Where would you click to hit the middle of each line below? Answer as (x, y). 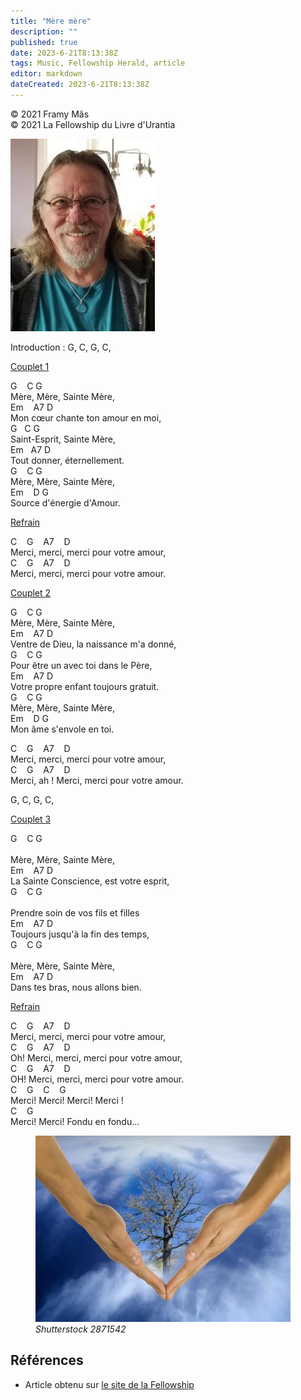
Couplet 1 (30, 366)
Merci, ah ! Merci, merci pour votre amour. (97, 780)
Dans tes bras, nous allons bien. (76, 987)
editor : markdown (46, 74)
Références (47, 1360)
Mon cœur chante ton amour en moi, (86, 417)
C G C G (38, 1089)
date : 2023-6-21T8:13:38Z (64, 53)
